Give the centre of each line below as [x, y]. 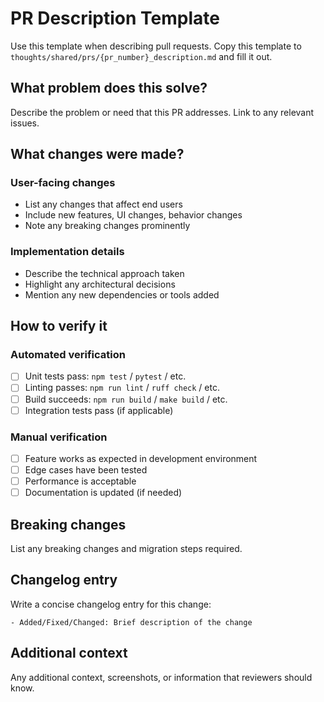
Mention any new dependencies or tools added [122, 294]
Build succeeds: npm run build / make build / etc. [126, 399]
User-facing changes [63, 183]
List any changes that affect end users [103, 204]
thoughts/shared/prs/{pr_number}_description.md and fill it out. [141, 56]
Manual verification [59, 437]
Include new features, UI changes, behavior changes [133, 215]
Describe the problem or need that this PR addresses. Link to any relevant [162, 112]
